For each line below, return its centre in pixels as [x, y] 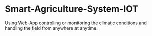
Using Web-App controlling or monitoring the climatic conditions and [76, 23]
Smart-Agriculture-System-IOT [72, 9]
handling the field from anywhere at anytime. [51, 28]
